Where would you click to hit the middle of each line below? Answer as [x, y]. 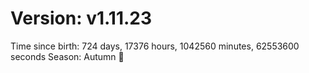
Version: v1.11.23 [81, 18]
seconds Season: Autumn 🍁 [67, 56]
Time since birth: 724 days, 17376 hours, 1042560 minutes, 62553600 [155, 46]
